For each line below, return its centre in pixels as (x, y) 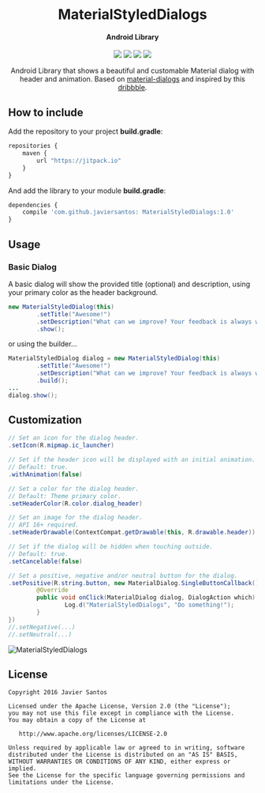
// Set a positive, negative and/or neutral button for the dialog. (123, 576)
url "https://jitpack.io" (79, 160)
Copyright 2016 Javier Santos (58, 693)
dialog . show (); (33, 395)
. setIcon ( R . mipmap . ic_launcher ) (61, 446)
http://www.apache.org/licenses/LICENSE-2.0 (93, 734)
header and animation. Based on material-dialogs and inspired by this (132, 79)
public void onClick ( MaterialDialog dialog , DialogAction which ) (146, 598)
